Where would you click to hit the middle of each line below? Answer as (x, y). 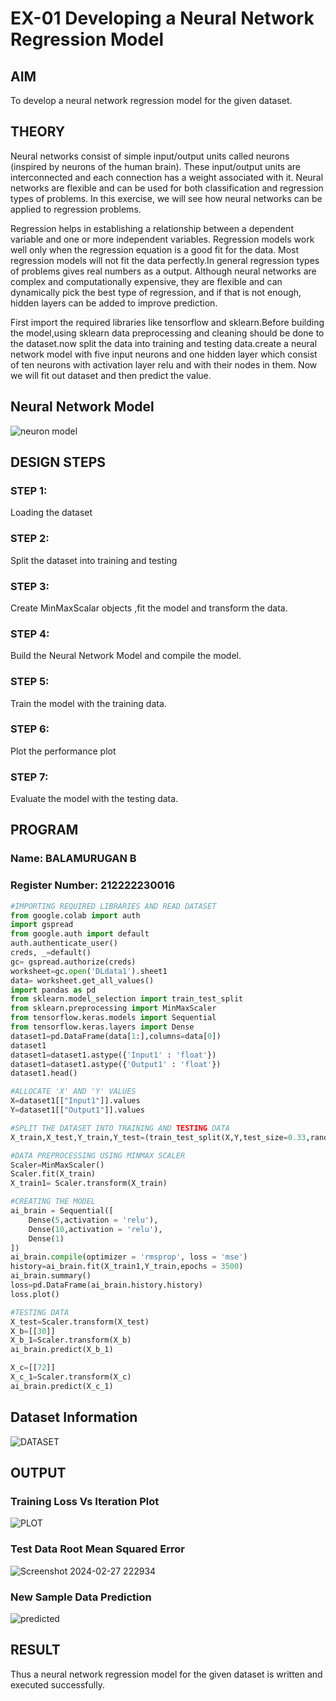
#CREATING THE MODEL (53, 1202)
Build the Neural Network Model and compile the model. (126, 656)
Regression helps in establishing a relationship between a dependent (152, 228)
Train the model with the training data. (88, 703)
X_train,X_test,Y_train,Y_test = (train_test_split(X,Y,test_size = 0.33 (158, 1137)
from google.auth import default (80, 934)
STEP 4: (30, 634)
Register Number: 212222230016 (93, 885)
